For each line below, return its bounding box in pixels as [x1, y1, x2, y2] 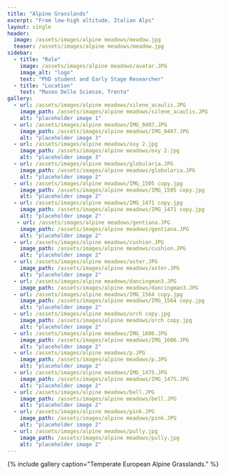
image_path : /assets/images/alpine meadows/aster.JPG [20, 265, 180, 272]
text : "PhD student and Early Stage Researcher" [20, 75, 164, 83]
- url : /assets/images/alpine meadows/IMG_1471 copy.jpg [13, 199, 183, 207]
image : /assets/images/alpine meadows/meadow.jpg [13, 36, 161, 44]
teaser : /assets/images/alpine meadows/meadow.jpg [13, 43, 164, 50]
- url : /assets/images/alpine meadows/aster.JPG [13, 258, 158, 265]
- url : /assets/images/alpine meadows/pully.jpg [13, 427, 158, 435]
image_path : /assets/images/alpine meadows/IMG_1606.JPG [20, 336, 190, 344]
